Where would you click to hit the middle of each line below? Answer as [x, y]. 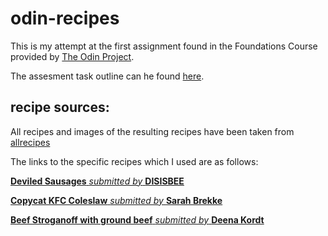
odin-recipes [65, 18]
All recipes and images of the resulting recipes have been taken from [152, 131]
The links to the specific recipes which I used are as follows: [134, 161]
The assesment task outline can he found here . [107, 76]
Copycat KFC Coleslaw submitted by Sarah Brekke [116, 200]
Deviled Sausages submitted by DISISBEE [97, 181]
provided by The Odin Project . [72, 56]
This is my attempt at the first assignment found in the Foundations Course [164, 46]
